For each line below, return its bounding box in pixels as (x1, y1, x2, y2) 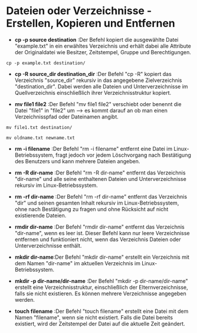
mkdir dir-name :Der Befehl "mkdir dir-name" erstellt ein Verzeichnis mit (14, 253, 190, 261)
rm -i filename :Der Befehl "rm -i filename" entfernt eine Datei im (14, 145, 173, 152)
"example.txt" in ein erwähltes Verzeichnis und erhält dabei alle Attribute (14, 42, 192, 50)
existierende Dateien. (14, 212, 67, 219)
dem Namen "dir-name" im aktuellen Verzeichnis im (14, 259, 140, 266)
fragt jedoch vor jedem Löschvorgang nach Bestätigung (55, 151, 192, 159)
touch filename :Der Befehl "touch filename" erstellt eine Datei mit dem (14, 308, 189, 315)
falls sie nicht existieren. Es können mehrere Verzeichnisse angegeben (14, 290, 187, 297)
